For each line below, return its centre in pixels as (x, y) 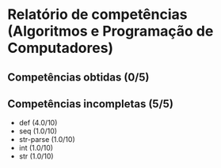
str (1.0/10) (36, 156)
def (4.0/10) (38, 123)
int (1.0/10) (36, 148)
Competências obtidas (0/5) (78, 77)
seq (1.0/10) (38, 131)
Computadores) (61, 48)
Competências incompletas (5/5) (90, 104)
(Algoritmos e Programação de (110, 31)
